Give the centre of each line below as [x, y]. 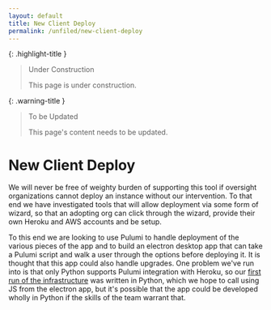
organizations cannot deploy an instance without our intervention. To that [130, 196]
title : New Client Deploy [52, 23]
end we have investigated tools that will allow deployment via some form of [133, 205]
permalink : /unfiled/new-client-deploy [76, 31]
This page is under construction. [83, 85]
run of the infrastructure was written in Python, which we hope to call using [134, 281]
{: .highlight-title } [38, 54]
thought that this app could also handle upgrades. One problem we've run [131, 263]
